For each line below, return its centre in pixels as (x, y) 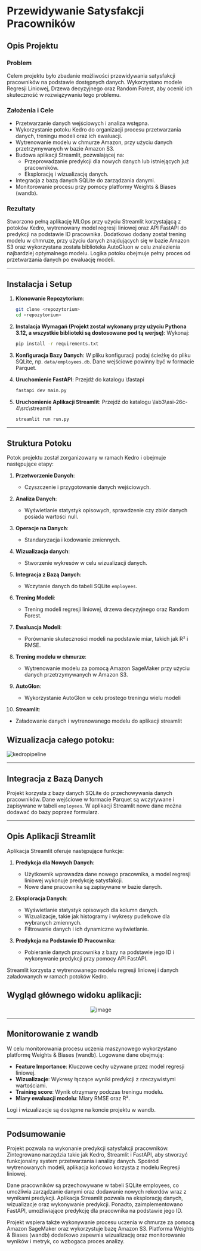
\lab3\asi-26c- (170, 402)
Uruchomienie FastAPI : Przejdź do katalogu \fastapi (80, 379)
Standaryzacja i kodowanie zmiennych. (72, 540)
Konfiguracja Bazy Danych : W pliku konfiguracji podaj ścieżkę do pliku (103, 355)
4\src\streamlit (33, 408)
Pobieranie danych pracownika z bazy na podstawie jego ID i (99, 952)
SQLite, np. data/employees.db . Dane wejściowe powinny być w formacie (105, 361)
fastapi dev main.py (41, 390)
